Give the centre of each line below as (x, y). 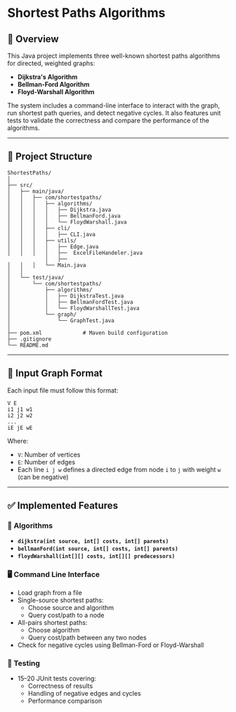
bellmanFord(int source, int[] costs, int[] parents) (98, 549)
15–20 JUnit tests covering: (57, 678)
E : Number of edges (46, 462)
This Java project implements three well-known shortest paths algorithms (114, 56)
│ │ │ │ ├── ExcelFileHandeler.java (75, 253)
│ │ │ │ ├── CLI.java (52, 234)
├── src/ (20, 185)
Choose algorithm (54, 630)
